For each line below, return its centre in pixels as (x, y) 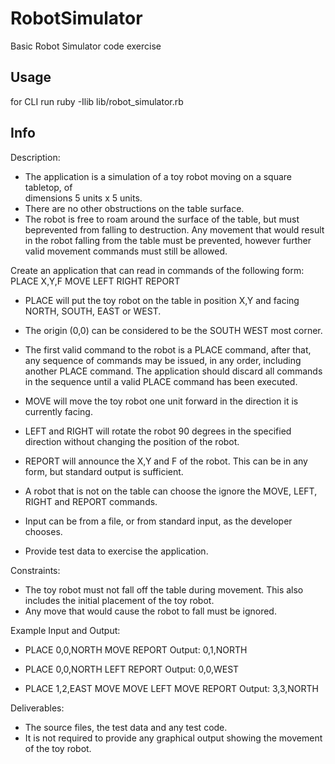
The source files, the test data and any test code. (126, 727)
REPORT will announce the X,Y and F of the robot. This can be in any (166, 461)
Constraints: (35, 570)
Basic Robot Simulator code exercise (86, 46)
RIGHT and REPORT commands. (91, 501)
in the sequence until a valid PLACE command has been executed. (161, 381)
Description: (35, 157)
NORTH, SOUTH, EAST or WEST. (93, 311)
